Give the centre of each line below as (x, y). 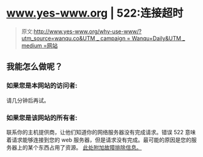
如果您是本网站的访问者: (42, 86)
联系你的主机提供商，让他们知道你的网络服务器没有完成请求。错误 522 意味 (101, 132)
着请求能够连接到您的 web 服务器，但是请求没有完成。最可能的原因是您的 (99, 140)
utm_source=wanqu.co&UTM (58, 38)
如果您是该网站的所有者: (42, 118)
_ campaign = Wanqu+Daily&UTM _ (141, 38)
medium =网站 (39, 45)
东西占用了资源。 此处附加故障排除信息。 (90, 147)
